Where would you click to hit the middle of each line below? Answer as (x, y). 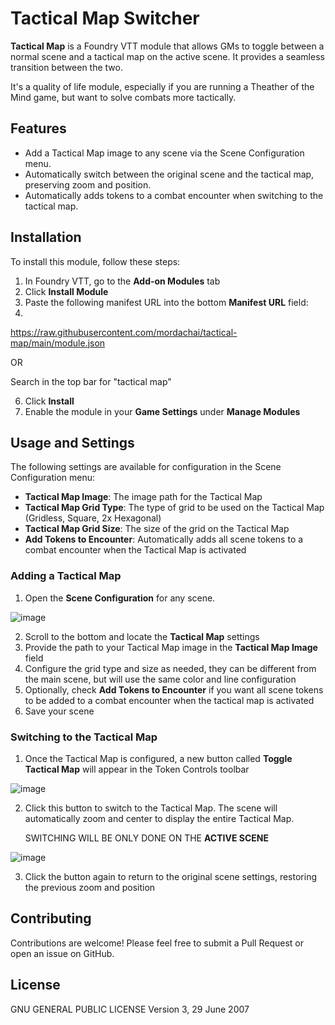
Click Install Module (66, 291)
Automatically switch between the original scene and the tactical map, (169, 174)
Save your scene (59, 711)
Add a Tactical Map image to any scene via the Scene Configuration (164, 153)
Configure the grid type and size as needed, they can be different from (170, 668)
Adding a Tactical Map (66, 576)
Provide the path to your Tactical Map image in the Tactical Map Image (171, 647)
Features (38, 128)
